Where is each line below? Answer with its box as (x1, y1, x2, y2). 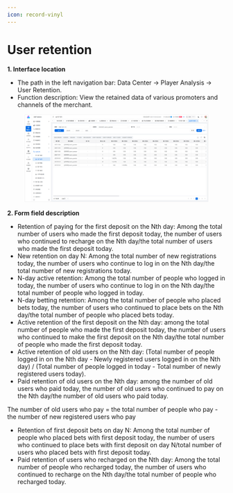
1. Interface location (7, 64, 66, 73)
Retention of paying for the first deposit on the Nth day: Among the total (17, 223, 223, 231)
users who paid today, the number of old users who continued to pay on (17, 385, 224, 393)
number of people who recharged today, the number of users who (17, 463, 207, 472)
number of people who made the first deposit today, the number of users (17, 326, 226, 334)
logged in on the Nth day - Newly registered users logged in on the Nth (17, 355, 221, 363)
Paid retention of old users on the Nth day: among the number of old (17, 377, 213, 386)
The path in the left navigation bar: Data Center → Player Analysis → (17, 78, 212, 87)
